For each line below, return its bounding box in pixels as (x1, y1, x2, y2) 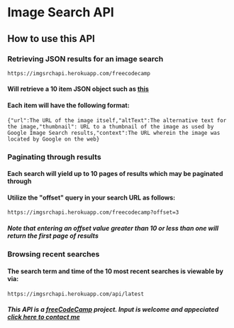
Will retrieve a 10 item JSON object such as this (7, 84, 149, 93)
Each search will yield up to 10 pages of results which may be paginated (7, 170, 223, 178)
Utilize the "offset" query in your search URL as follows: (7, 193, 176, 202)
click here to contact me (7, 313, 80, 322)
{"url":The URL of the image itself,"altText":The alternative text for (7, 116, 227, 124)
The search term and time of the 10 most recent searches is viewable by (7, 267, 224, 275)
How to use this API (7, 33, 96, 45)
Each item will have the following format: (7, 101, 130, 110)
